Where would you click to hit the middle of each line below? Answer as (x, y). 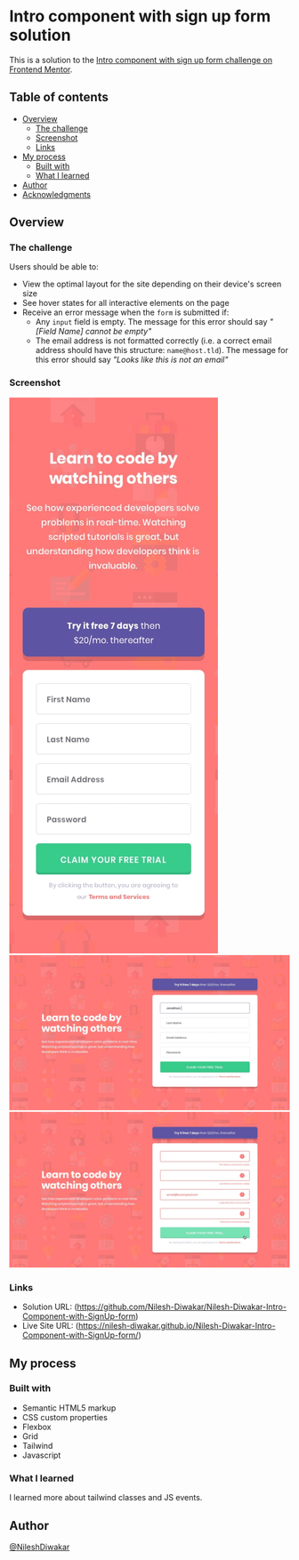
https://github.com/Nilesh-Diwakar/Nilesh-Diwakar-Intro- (182, 1307)
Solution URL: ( (49, 1307)
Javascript (41, 1455)
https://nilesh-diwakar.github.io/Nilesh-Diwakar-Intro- (177, 1326)
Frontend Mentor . (41, 69)
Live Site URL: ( (50, 1326)
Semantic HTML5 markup (69, 1408)
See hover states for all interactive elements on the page (125, 303)
